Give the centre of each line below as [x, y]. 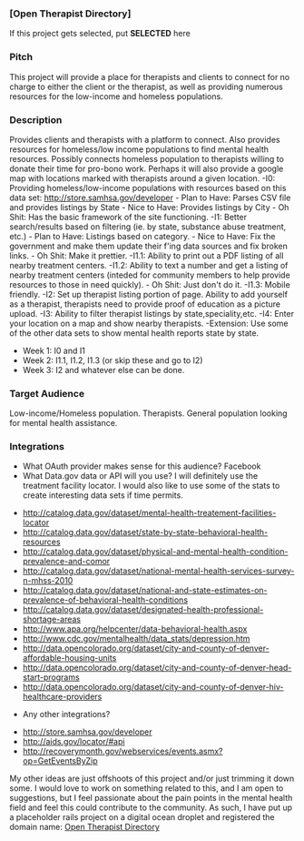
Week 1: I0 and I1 [54, 350]
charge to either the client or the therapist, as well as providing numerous [147, 86]
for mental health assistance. [64, 423]
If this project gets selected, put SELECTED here [100, 34]
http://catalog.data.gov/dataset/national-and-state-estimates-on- [145, 591]
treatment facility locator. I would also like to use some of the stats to [151, 486]
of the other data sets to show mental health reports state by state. [134, 333]
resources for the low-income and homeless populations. [117, 96]
